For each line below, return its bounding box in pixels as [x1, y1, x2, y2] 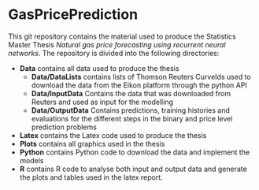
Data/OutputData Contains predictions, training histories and [31, 105, 230, 115]
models [19, 155, 44, 165]
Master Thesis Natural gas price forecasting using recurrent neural [8, 39, 226, 49]
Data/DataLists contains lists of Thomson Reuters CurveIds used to [31, 72, 252, 81]
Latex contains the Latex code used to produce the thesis [19, 130, 207, 140]
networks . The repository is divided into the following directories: [8, 48, 220, 58]
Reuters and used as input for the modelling [31, 97, 173, 106]
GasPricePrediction [8, 6, 139, 24]
